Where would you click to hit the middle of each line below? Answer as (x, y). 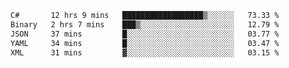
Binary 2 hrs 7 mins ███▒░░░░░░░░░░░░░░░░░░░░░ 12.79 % (145, 24)
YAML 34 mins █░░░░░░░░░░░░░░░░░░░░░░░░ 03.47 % (145, 43)
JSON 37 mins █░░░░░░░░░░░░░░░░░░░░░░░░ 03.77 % (145, 34)
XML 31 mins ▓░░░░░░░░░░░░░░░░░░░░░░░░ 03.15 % (145, 52)
